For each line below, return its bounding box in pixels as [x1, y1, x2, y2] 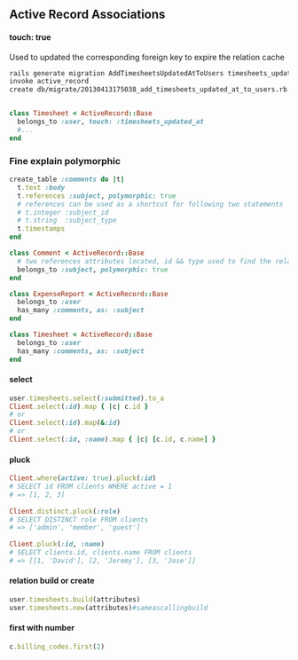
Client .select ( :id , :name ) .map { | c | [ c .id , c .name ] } [9, 435, 216, 444]
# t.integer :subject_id [17, 208, 109, 216]
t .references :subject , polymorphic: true [17, 191, 176, 200]
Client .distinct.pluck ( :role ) [9, 507, 122, 515]
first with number [9, 623, 75, 633]
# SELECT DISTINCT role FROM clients [9, 515, 149, 524]
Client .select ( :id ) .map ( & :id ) [9, 419, 122, 428]
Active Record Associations [9, 7, 166, 22]
